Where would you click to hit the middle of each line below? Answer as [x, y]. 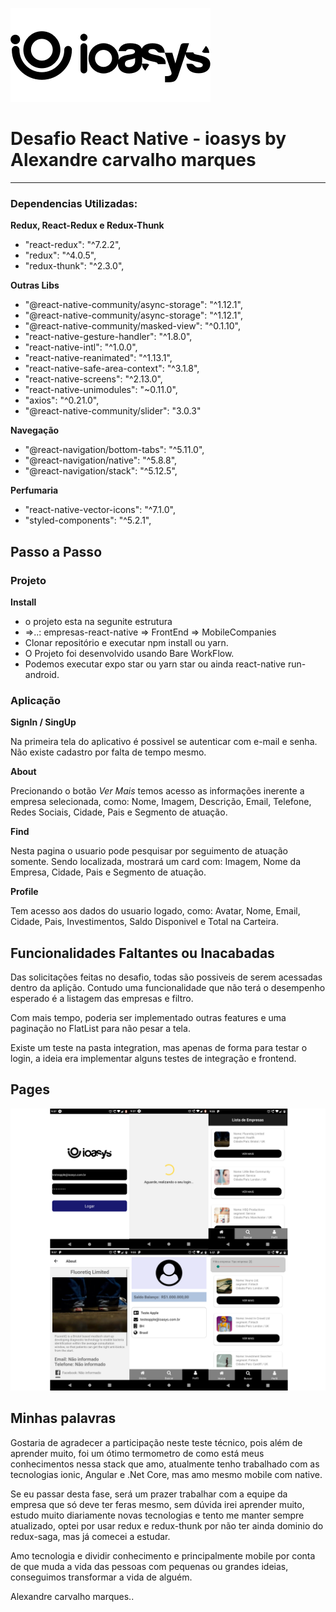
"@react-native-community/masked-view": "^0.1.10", [132, 326]
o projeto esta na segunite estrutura [98, 621]
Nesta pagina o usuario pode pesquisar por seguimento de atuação [149, 851]
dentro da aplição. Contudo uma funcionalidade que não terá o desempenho [168, 988]
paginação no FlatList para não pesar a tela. [100, 1029]
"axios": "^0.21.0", [62, 400]
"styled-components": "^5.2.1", [88, 520]
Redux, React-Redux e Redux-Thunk [87, 225]
